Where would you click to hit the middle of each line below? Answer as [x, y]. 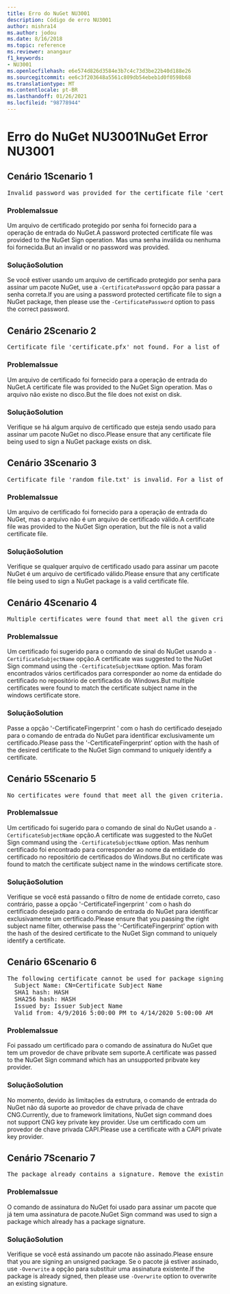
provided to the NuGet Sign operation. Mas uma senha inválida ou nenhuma [114, 240]
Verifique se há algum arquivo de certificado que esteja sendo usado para [112, 427]
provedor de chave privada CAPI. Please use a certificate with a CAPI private [115, 1129]
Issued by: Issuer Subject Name [68, 1006]
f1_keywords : [26, 58]
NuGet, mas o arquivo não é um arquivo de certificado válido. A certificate [111, 519]
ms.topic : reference [37, 45]
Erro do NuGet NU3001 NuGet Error [107, 137]
